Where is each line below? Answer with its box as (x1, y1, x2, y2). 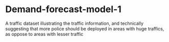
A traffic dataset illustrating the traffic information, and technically (5, 20, 144, 26)
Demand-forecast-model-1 (5, 4, 122, 15)
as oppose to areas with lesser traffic (5, 31, 84, 37)
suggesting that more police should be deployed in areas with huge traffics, (5, 25, 164, 31)
